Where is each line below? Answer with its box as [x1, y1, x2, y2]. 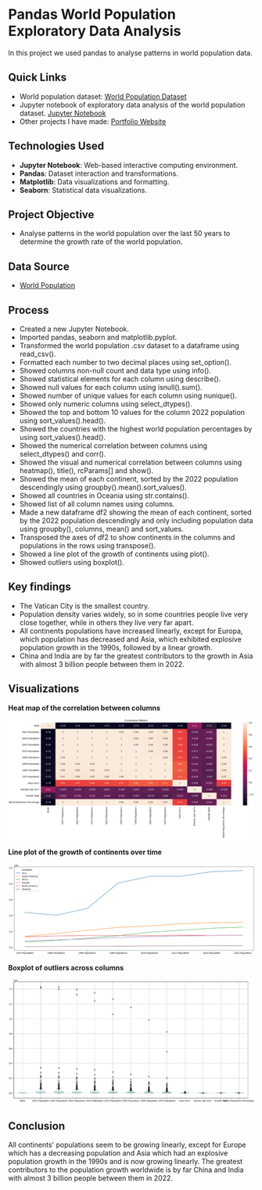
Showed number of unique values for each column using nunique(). [19, 391, 237, 400]
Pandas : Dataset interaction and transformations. [19, 169, 178, 178]
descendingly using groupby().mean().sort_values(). [19, 482, 187, 492]
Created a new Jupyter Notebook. [19, 324, 129, 333]
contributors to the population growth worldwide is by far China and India [8, 1165, 244, 1174]
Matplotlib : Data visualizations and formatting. [19, 176, 170, 186]
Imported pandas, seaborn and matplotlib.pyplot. [19, 333, 178, 342]
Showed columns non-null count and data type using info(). [19, 366, 211, 375]
